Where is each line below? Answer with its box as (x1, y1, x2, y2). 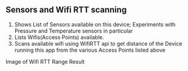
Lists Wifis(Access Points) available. (14, 33, 104, 41)
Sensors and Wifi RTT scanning (5, 5, 127, 15)
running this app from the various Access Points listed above (14, 46, 166, 54)
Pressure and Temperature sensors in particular (14, 27, 133, 34)
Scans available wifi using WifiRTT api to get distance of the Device (14, 40, 183, 47)
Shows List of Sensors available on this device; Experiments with (14, 20, 176, 28)
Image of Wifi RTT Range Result (5, 58, 85, 65)
